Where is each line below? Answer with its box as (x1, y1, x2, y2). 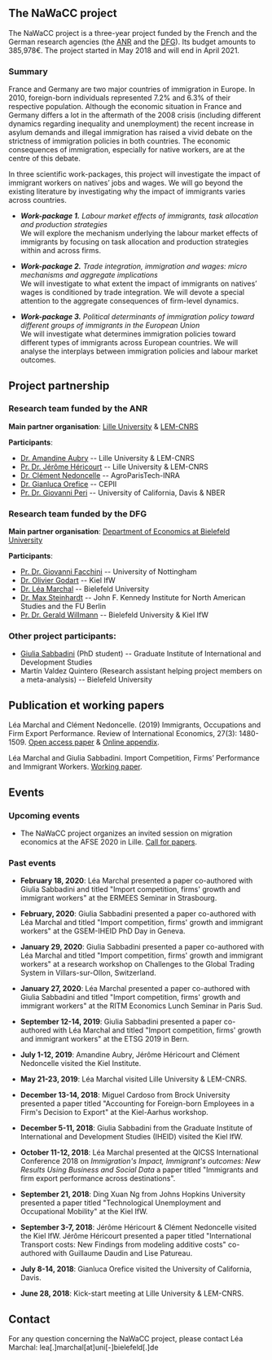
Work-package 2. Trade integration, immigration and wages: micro (20, 261, 248, 271)
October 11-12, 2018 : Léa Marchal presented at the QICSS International (20, 1147, 259, 1157)
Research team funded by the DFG (8, 508, 147, 520)
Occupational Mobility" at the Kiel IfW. (20, 1207, 148, 1217)
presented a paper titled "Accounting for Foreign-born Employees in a (20, 1099, 255, 1108)
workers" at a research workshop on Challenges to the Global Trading (20, 959, 255, 969)
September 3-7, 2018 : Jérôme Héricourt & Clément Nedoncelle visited (20, 1222, 257, 1232)
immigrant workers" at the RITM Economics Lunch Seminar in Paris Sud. (20, 1001, 263, 1011)
